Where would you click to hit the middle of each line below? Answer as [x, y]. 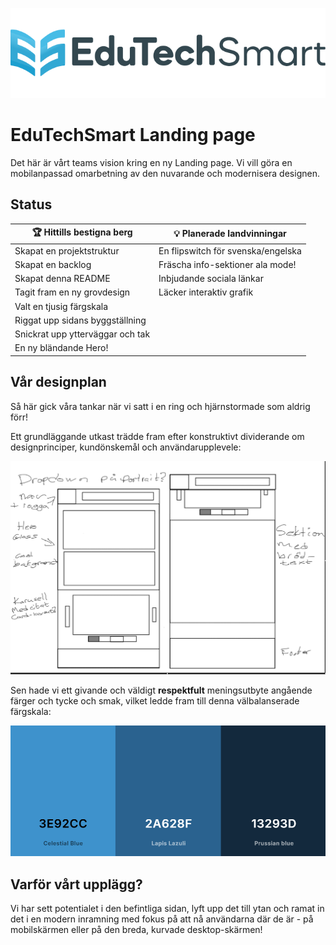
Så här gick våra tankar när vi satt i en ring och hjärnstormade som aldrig [160, 406]
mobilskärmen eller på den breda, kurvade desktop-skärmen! [136, 929]
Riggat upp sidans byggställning [80, 320]
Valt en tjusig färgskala [61, 306]
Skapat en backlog [53, 264]
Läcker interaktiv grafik [206, 292]
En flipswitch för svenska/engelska [230, 250]
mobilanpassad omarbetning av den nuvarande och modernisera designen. [165, 173]
